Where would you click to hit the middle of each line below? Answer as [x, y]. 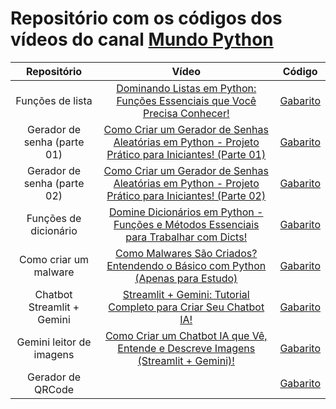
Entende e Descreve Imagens [186, 348]
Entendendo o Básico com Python [186, 265]
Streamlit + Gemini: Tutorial [186, 294]
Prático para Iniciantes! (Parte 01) [186, 154]
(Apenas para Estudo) [186, 278]
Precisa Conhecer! [186, 113]
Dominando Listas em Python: [186, 88]
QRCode [54, 389]
